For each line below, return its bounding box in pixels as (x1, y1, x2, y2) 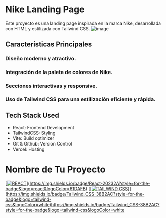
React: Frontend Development (12, 124, 74, 130)
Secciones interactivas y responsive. (5, 82, 98, 89)
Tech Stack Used (5, 111, 59, 120)
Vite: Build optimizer (12, 135, 54, 141)
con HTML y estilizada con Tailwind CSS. (5, 25, 90, 31)
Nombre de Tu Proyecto (5, 164, 106, 175)
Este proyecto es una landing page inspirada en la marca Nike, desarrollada (5, 20, 161, 26)
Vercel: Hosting (12, 146, 45, 152)
